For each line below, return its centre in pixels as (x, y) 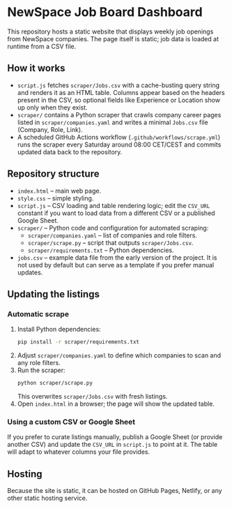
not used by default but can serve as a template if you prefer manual (116, 265)
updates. (30, 272)
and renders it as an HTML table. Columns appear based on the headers (121, 92)
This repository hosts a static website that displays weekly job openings (110, 31)
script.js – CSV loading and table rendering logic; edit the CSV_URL (114, 205)
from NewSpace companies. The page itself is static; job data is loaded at (113, 38)
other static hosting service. (47, 498)
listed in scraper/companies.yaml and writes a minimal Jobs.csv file (113, 122)
